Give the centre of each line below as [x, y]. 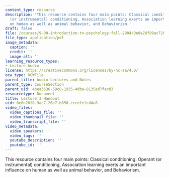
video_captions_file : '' [36, 113]
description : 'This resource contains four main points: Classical [77, 15]
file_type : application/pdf [35, 38]
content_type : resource [30, 10]
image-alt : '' [24, 56]
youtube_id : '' [26, 145]
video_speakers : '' [30, 131]
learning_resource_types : [32, 61]
